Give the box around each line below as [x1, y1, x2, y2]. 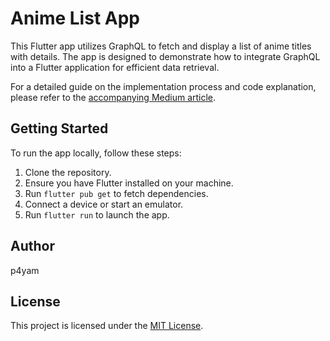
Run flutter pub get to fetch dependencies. [24, 187, 209, 199]
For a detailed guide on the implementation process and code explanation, [10, 80, 317, 92]
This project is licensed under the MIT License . [10, 320, 204, 332]
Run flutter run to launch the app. [24, 208, 170, 221]
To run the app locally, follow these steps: [10, 147, 182, 159]
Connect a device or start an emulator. [24, 198, 184, 210]
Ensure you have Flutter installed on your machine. [24, 177, 234, 189]
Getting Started [10, 120, 109, 137]
